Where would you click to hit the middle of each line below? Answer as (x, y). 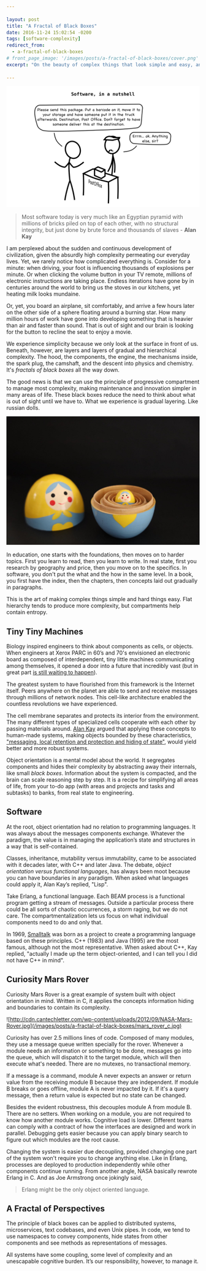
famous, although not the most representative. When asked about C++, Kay (102, 947)
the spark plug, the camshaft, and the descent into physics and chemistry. (100, 363)
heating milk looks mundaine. (44, 294)
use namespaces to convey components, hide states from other (87, 1237)
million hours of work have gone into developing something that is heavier (100, 318)
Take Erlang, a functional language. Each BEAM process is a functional (96, 896)
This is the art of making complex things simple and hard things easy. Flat (99, 599)
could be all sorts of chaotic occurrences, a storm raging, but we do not (97, 909)
